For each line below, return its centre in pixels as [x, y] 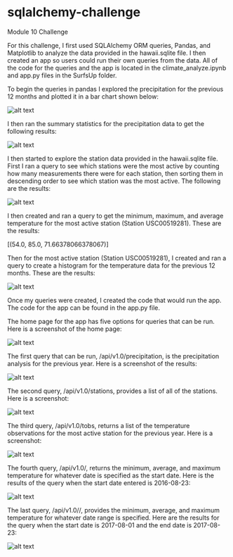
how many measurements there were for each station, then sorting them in [115, 173]
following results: [32, 131]
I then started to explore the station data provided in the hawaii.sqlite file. [113, 158]
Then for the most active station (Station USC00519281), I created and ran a [117, 258]
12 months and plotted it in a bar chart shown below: [83, 96]
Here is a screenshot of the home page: [65, 329]
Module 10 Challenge [38, 32]
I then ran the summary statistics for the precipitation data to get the [106, 123]
